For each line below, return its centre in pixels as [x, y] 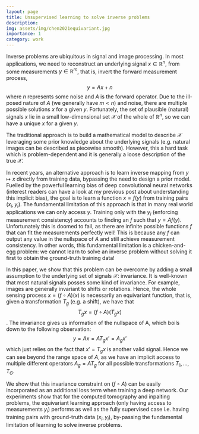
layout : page [22, 12]
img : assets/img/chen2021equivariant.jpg [58, 28]
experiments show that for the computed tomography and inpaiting [88, 396]
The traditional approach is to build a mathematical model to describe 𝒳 [94, 135]
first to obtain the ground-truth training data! [60, 258]
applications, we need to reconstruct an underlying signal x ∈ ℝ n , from [93, 63]
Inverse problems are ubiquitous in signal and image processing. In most [95, 56]
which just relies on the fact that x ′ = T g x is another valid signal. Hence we [97, 350]
